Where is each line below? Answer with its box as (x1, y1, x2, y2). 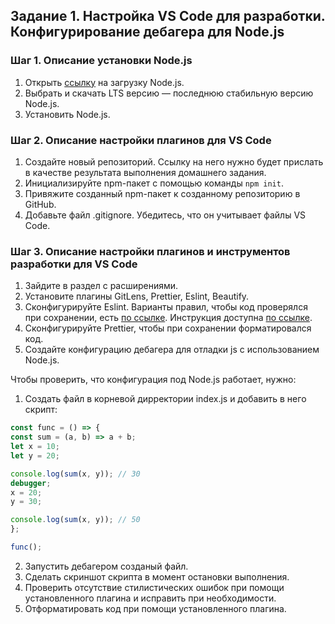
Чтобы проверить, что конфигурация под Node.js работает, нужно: (10, 374, 297, 386)
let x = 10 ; (10, 442, 60, 452)
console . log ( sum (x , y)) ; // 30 (10, 469, 141, 479)
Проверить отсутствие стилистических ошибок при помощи (24, 581, 285, 593)
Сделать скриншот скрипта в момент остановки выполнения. (24, 570, 290, 583)
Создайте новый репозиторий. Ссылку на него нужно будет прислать (24, 155, 324, 168)
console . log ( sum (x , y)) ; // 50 (10, 515, 141, 525)
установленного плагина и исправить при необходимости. (24, 592, 277, 604)
